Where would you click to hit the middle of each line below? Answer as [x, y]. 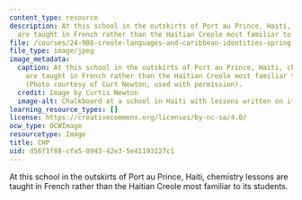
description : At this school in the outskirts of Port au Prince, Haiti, [151, 26]
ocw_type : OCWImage [46, 126]
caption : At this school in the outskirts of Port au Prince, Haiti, [150, 68]
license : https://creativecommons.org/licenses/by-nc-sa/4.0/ [128, 117]
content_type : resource [54, 17]
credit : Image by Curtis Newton [78, 92]
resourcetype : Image [48, 135]
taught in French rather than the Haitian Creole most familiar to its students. [149, 186]
